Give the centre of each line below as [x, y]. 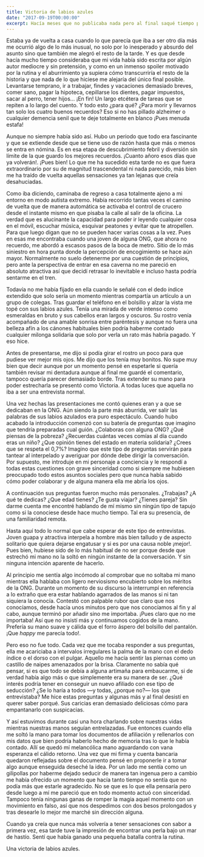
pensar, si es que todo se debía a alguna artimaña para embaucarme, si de [100, 671]
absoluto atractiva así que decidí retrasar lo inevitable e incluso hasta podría [102, 271]
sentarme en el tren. [32, 278]
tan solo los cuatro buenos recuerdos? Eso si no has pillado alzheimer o [96, 112]
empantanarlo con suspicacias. [46, 710]
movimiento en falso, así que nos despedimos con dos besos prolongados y [101, 806]
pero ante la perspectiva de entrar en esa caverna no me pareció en [91, 265]
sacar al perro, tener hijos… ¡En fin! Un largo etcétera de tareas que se [94, 99]
